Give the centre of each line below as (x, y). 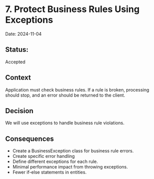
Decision (19, 111)
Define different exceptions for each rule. (55, 161)
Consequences (30, 139)
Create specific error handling (44, 156)
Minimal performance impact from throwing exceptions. (70, 167)
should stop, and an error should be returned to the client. (65, 95)
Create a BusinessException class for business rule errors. (73, 151)
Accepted (15, 62)
